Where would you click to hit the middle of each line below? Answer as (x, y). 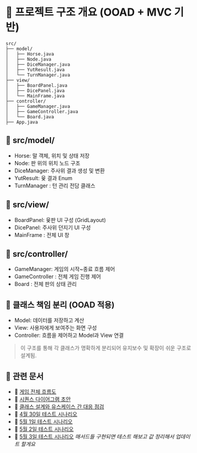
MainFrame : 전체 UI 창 (42, 235)
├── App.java (22, 122)
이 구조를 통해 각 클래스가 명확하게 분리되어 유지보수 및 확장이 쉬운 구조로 (106, 348)
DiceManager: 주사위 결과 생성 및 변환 (60, 171)
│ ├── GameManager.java (38, 106)
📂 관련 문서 (25, 376)
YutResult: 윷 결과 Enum (43, 178)
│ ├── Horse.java (30, 54)
